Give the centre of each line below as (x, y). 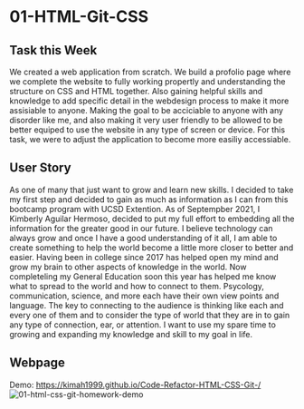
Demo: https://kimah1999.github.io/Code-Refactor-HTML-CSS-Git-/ (135, 385)
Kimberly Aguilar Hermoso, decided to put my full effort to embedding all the (152, 219)
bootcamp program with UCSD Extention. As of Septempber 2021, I (135, 209)
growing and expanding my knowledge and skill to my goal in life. (131, 334)
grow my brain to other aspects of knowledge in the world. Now (128, 267)
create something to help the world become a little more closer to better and (152, 248)
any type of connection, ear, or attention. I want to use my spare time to (142, 325)
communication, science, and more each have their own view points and (144, 296)
